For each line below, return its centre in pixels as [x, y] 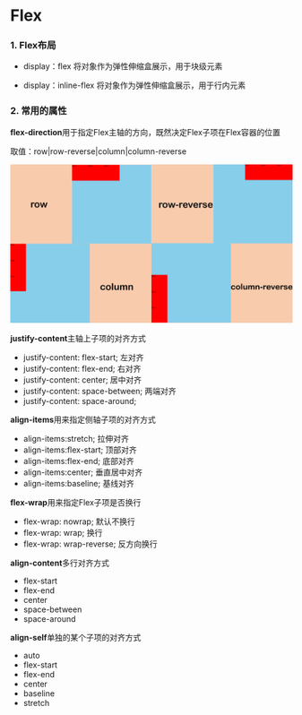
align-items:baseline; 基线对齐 [78, 484]
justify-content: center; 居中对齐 [82, 380]
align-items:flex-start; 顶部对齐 [80, 450]
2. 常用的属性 [39, 111]
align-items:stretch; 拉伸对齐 [76, 439]
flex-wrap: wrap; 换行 [63, 533]
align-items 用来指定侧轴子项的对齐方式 [83, 420]
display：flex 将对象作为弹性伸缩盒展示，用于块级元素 [123, 66]
